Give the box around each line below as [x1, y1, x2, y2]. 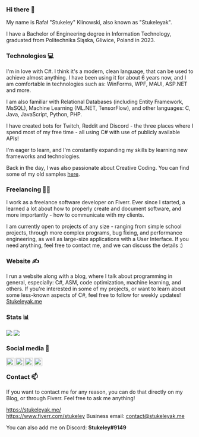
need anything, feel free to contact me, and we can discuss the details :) [6, 242, 183, 249]
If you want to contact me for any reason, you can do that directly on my [6, 388, 183, 395]
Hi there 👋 [6, 5, 36, 14]
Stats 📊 [6, 313, 30, 321]
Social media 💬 [6, 344, 50, 352]
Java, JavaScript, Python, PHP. [6, 110, 82, 118]
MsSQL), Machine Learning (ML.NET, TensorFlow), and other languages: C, [6, 104, 191, 112]
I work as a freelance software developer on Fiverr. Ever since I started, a [6, 198, 185, 205]
